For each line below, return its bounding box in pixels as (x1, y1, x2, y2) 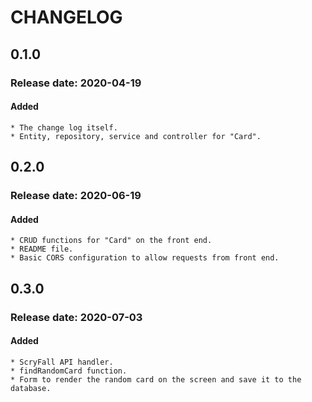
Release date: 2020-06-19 (10, 189, 142, 203)
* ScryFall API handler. (10, 357, 114, 367)
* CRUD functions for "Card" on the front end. (10, 236, 213, 246)
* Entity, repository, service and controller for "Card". (10, 131, 262, 141)
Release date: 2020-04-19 (10, 76, 142, 90)
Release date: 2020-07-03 (10, 310, 143, 324)
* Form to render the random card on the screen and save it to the (10, 374, 302, 385)
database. (10, 383, 52, 393)
